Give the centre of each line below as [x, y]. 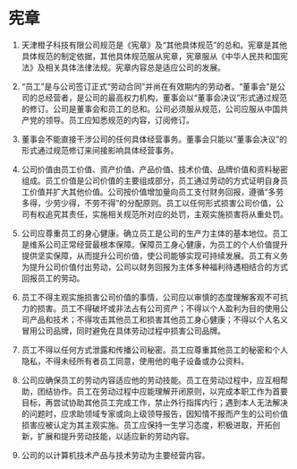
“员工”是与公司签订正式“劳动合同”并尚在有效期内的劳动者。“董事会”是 [149, 86]
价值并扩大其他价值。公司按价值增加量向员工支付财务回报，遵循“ [148, 191]
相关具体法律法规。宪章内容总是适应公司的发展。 [135, 67]
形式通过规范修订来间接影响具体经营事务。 [100, 150]
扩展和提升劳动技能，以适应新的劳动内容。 [115, 436]
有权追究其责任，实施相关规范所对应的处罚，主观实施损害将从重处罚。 [158, 214]
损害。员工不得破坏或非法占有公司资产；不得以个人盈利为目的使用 [159, 308]
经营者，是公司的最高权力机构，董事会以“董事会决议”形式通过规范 [166, 97]
